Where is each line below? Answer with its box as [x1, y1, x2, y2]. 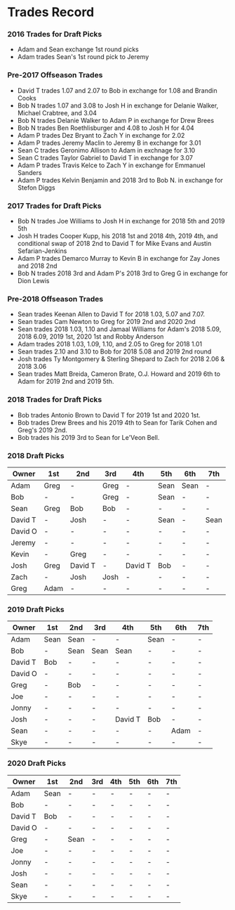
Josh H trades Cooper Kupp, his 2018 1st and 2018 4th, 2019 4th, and [17, 232, 218, 240]
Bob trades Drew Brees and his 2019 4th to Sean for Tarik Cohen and [17, 418, 217, 427]
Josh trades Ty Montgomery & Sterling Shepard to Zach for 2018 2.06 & [17, 355, 225, 363]
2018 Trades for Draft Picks [7, 395, 102, 405]
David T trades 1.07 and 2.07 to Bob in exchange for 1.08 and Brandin [17, 86, 217, 95]
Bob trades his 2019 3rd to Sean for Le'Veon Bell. [17, 433, 160, 441]
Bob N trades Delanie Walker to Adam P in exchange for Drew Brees [17, 116, 215, 124]
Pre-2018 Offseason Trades [7, 294, 104, 304]
